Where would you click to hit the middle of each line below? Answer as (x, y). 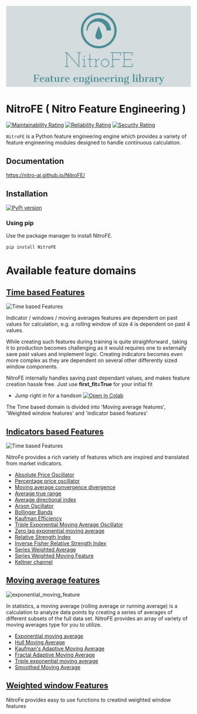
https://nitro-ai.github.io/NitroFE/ (46, 175)
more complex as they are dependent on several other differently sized (92, 360)
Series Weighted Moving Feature (54, 556)
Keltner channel (33, 562)
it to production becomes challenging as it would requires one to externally (96, 348)
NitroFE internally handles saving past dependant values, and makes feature (98, 378)
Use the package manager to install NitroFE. (59, 236)
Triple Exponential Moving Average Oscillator (69, 524)
